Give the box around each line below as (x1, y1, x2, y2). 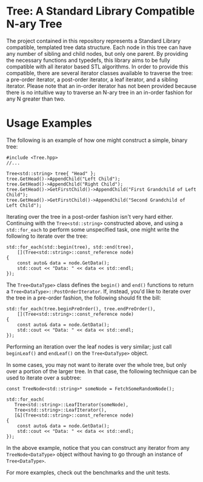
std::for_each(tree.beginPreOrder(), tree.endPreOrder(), (6, 306, 156, 312)
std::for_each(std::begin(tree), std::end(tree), (6, 244, 135, 250)
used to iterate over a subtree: (6, 374, 82, 381)
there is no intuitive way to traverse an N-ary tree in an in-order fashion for (6, 89, 193, 96)
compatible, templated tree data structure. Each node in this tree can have (6, 44, 192, 51)
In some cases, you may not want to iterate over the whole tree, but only (6, 361, 187, 368)
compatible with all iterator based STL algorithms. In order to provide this (6, 62, 189, 70)
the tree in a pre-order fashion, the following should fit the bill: (6, 294, 162, 301)
